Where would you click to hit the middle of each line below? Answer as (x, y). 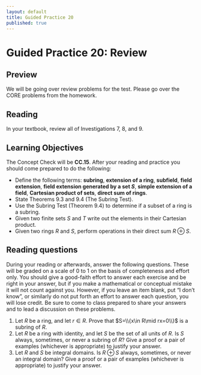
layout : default (26, 12)
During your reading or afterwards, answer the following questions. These (97, 264)
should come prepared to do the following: (59, 168)
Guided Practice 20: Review (77, 52)
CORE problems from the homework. (52, 95)
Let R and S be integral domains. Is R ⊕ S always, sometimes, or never (103, 352)
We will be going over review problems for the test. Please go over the (93, 89)
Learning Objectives (45, 148)
